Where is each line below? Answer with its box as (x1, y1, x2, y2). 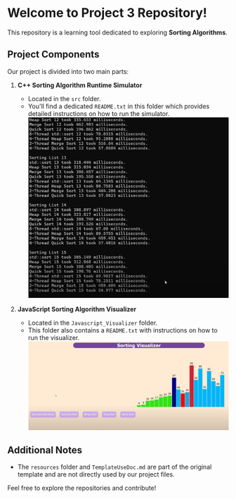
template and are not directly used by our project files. (17, 470, 175, 479)
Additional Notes (7, 444, 83, 456)
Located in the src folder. (27, 94, 101, 103)
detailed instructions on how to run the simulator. (27, 109, 170, 117)
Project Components (7, 48, 100, 60)
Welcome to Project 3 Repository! (7, 5, 207, 21)
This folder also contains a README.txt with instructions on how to (27, 326, 218, 335)
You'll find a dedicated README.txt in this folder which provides (27, 102, 210, 110)
